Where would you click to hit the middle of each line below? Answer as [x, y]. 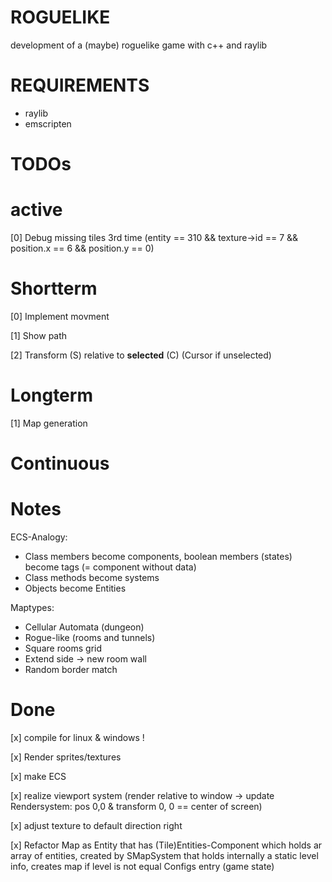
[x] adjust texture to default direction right [96, 825]
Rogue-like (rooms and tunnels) [90, 637]
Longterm [51, 395]
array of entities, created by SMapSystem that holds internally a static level [164, 855]
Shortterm [54, 288]
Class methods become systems [92, 577]
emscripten [48, 123]
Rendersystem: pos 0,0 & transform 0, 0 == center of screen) [136, 806]
